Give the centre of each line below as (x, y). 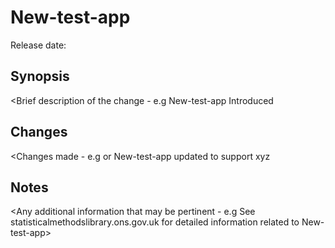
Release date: (38, 45)
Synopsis (40, 76)
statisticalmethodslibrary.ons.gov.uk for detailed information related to (155, 222)
